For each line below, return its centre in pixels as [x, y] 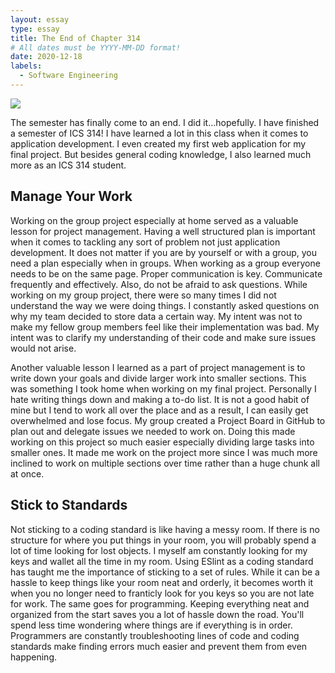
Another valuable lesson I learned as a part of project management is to [158, 367]
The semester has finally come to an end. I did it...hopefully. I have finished [165, 122]
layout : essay [40, 19]
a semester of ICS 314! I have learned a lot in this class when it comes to [159, 133]
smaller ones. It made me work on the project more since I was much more [164, 452]
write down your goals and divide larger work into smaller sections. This [158, 378]
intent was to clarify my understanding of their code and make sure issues [163, 337]
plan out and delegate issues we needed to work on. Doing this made [153, 431]
